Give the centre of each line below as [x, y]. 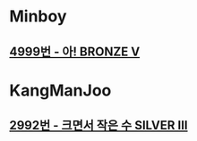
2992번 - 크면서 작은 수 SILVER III [98, 125]
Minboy [38, 17]
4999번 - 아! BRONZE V [75, 51]
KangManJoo [60, 90]
